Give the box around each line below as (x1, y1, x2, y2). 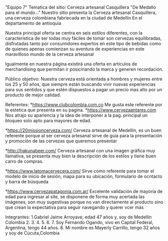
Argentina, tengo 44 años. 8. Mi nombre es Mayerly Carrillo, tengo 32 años (5, 225, 160, 230)
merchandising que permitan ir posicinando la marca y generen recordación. (5, 66, 163, 72)
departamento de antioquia (5, 20, 62, 26)
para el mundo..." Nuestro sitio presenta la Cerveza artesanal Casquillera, (5, 10, 157, 16)
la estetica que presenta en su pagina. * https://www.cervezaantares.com (5, 107, 156, 113)
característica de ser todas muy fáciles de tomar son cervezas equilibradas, (5, 35, 162, 41)
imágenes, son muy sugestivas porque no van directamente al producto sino (5, 199, 163, 205)
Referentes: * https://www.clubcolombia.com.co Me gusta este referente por (5, 102, 162, 107)
